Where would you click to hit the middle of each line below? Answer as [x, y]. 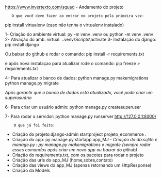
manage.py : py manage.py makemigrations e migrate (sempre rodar [81, 145]
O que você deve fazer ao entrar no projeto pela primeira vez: [78, 16]
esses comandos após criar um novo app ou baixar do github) [74, 150]
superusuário [18, 97]
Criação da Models [31, 170]
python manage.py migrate [32, 83]
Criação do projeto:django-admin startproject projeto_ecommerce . [79, 134]
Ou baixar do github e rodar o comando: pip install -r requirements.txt [75, 54]
